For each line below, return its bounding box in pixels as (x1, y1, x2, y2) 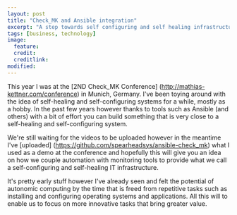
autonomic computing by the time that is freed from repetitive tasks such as (7, 184, 228, 192)
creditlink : (13, 56, 49, 63)
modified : (7, 63, 37, 70)
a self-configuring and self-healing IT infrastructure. (7, 163, 159, 171)
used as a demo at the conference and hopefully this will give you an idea (7, 148, 221, 156)
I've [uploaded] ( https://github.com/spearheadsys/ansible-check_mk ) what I (7, 140, 230, 149)
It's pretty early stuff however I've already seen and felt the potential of (7, 177, 214, 185)
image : (7, 37, 27, 44)
